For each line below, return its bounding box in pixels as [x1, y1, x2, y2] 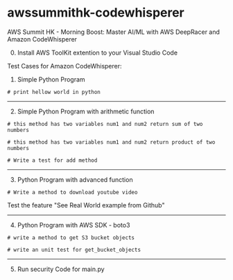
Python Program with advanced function [17, 175, 133, 184]
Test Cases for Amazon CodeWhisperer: [7, 62, 123, 70]
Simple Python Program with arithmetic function [17, 107, 155, 115]
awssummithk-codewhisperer [7, 5, 185, 21]
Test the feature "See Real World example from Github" [7, 200, 165, 209]
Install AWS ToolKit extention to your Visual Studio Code [17, 48, 178, 57]
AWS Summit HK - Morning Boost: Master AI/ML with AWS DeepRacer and [7, 28, 221, 36]
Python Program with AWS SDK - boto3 [17, 221, 130, 229]
